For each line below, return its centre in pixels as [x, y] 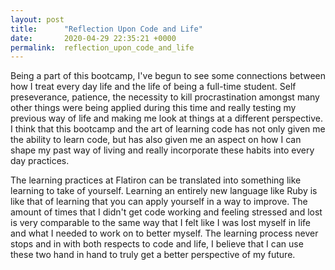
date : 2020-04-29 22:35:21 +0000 [93, 38]
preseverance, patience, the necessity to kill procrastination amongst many [165, 97]
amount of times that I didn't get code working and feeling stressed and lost [166, 212]
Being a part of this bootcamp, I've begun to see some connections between [168, 76]
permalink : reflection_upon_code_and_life [102, 47]
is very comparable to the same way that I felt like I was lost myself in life [161, 223]
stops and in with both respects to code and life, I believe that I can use [157, 244]
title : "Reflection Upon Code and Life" [106, 29]
